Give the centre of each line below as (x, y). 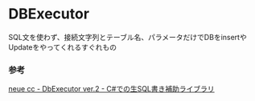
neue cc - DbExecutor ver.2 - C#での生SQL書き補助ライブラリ (111, 89)
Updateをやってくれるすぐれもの (62, 47)
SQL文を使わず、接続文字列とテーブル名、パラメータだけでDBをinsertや (127, 37)
